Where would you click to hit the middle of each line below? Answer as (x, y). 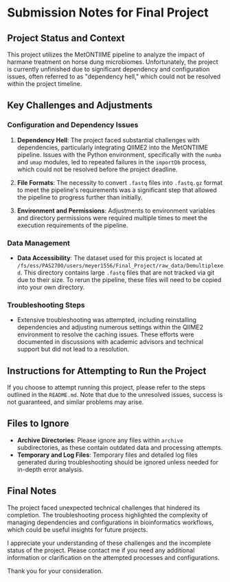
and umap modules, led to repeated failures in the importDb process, (112, 162)
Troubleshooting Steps (46, 305)
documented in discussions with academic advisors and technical (110, 342)
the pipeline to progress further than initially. (80, 197)
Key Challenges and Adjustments (80, 106)
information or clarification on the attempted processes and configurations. (113, 557)
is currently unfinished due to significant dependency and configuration (108, 69)
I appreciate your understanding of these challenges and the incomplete (109, 543)
